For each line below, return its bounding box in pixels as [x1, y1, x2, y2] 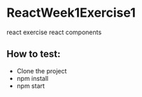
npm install [16, 74, 49, 82]
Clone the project [16, 66, 67, 75]
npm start [16, 82, 45, 90]
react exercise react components [6, 28, 102, 36]
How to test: [6, 48, 61, 60]
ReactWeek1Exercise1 [6, 5, 136, 21]
